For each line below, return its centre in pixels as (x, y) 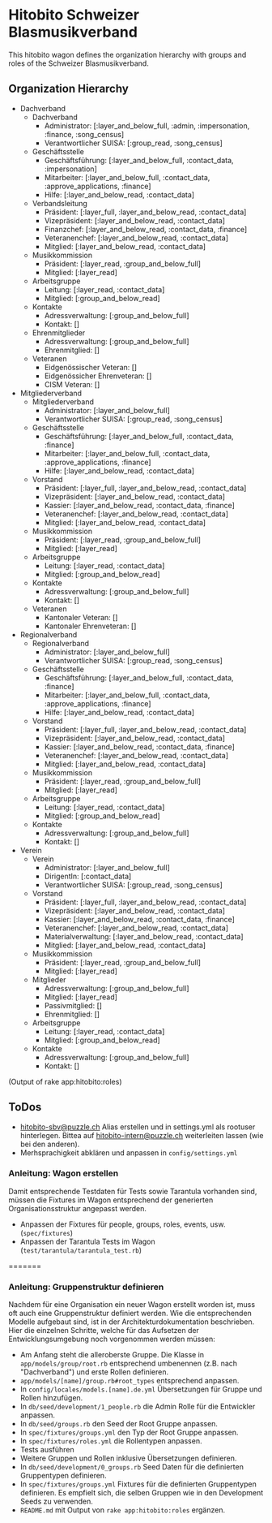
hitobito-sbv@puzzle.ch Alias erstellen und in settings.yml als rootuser (138, 1127)
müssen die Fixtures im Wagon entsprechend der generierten (111, 1200)
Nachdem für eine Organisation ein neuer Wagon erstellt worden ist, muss (132, 1305)
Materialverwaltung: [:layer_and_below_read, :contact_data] (144, 936)
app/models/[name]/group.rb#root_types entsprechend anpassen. (130, 1381)
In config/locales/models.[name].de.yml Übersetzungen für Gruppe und (141, 1389)
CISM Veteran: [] (72, 384)
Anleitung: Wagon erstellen (64, 1173)
